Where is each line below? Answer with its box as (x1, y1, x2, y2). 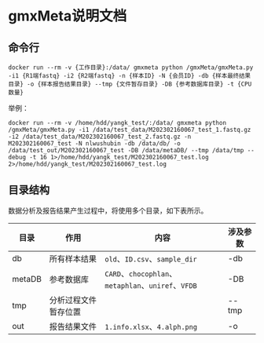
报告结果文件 (49, 321, 97, 332)
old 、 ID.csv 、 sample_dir (104, 253, 198, 264)
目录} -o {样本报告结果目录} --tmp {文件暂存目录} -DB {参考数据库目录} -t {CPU (8, 80, 252, 88)
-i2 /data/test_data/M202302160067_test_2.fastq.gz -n (8, 133, 192, 140)
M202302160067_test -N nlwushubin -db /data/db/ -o (8, 140, 181, 148)
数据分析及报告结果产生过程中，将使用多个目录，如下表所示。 (8, 206, 208, 215)
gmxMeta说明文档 (8, 7, 127, 25)
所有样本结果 (49, 253, 97, 264)
